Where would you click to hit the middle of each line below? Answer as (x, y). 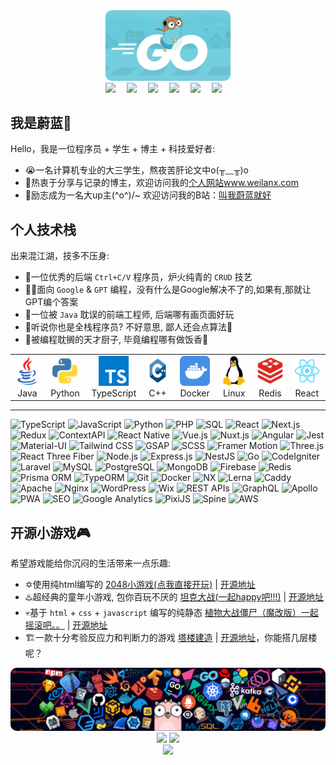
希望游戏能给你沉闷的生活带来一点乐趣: (91, 563)
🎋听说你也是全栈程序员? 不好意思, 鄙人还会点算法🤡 (128, 327)
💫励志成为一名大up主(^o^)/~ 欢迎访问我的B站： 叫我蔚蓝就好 (148, 195)
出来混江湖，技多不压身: (60, 256)
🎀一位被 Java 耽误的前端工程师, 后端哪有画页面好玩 (129, 315)
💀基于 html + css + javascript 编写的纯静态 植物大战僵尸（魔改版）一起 (171, 613)
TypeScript (114, 393)
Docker (194, 393)
